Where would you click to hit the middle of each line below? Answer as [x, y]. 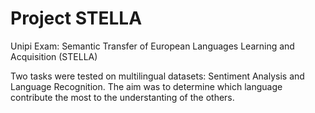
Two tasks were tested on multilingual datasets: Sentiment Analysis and [157, 76]
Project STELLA [76, 18]
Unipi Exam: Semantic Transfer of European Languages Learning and [152, 46]
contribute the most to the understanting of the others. [122, 97]
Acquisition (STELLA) [54, 56]
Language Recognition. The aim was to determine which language [146, 86]
